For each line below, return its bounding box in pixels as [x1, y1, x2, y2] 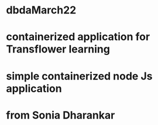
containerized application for [6, 30, 150, 44]
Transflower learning [6, 43, 110, 56]
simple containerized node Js [6, 70, 153, 82]
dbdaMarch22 [6, 4, 77, 17]
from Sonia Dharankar [6, 109, 115, 121]
